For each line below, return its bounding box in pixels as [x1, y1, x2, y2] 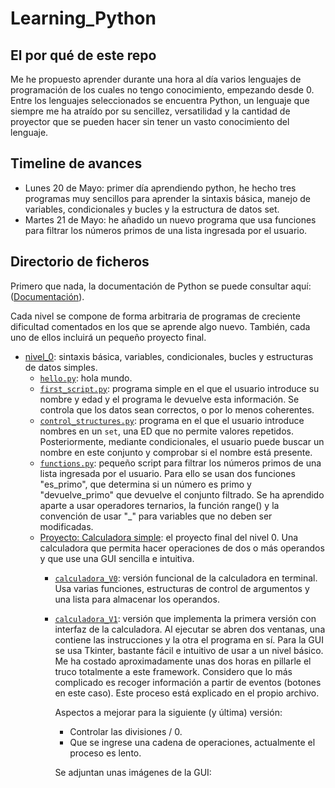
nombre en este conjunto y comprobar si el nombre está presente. [39, 446, 313, 458]
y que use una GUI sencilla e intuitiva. [39, 552, 195, 564]
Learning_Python [10, 7, 157, 30]
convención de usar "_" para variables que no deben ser [39, 510, 273, 522]
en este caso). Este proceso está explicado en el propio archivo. [54, 687, 320, 699]
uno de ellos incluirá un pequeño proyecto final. [10, 331, 207, 343]
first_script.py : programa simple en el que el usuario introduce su [39, 382, 320, 394]
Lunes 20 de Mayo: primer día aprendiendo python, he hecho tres [24, 182, 297, 194]
